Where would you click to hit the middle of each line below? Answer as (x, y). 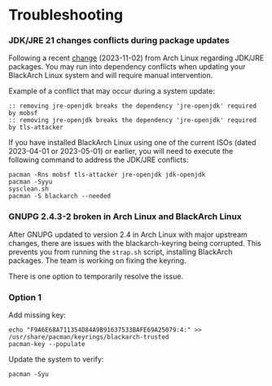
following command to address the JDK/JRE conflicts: (99, 160)
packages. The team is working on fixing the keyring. (97, 260)
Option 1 (25, 297)
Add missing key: (37, 315)
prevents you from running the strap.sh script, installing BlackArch (121, 252)
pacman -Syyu (31, 182)
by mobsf (23, 113)
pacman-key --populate (47, 344)
